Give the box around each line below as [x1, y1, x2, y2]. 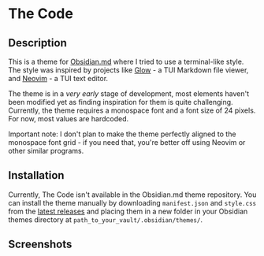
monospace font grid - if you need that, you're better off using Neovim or [8, 138, 246, 147]
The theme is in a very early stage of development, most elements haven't [8, 89, 250, 98]
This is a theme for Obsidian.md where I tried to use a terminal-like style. [8, 57, 244, 66]
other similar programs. [8, 147, 84, 155]
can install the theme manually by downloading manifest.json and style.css [8, 198, 257, 207]
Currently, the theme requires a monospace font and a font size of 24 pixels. [8, 106, 256, 115]
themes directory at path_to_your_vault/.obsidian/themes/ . [8, 214, 203, 224]
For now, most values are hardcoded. [8, 114, 128, 123]
